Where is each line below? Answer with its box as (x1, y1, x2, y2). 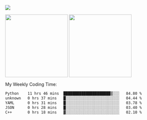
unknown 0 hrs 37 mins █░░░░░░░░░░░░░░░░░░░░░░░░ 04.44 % (5, 95, 142, 100)
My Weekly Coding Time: (5, 81, 57, 87)
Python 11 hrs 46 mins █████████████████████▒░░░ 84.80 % (5, 91, 142, 96)
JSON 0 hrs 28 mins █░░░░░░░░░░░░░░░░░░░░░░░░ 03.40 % (5, 105, 142, 110)
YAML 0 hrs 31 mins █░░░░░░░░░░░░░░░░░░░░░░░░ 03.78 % (5, 100, 142, 105)
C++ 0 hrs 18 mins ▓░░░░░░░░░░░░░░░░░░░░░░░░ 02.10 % (5, 109, 142, 115)
